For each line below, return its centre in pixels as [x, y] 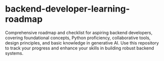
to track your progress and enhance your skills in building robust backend [80, 48]
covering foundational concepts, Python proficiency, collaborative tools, [78, 38]
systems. [14, 53]
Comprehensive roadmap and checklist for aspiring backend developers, [79, 32]
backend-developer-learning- [68, 9]
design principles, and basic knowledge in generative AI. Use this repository [82, 43]
